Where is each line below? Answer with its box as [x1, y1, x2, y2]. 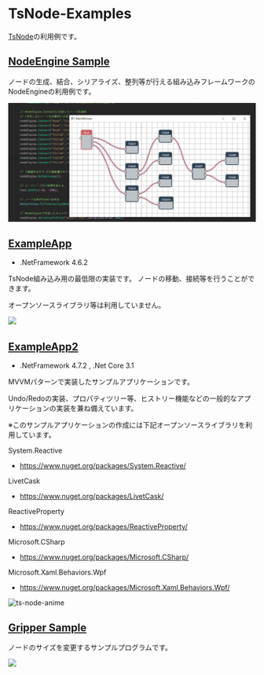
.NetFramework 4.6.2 [19, 258, 89, 267]
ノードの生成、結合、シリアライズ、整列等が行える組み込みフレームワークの [8, 76, 255, 86]
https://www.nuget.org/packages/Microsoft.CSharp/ [19, 552, 189, 562]
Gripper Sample [8, 621, 87, 634]
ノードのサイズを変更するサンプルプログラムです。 [8, 643, 173, 652]
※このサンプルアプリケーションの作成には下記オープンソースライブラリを [8, 420, 246, 430]
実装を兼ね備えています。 [56, 404, 138, 413]
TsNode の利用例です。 [8, 31, 81, 41]
